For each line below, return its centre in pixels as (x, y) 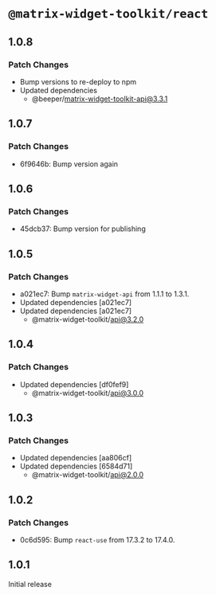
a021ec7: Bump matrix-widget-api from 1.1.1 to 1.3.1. (104, 294)
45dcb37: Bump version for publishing (82, 229)
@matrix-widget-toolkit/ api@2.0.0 (88, 475)
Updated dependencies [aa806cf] (76, 458)
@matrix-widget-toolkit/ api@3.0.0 (87, 393)
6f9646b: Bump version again (69, 164)
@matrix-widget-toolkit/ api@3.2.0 (88, 319)
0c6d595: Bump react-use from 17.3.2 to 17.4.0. (97, 540)
